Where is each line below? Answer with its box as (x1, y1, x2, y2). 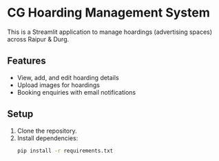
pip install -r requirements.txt (17, 147, 114, 154)
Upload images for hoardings (17, 81, 100, 89)
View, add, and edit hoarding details (17, 73, 119, 82)
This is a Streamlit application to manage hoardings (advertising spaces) (7, 28, 212, 36)
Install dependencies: (17, 133, 79, 142)
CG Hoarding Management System (7, 5, 210, 21)
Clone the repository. (17, 126, 77, 135)
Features (7, 55, 46, 67)
